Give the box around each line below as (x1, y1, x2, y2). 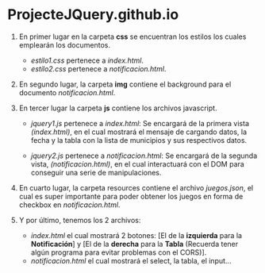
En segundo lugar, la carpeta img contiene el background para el (18, 79, 232, 89)
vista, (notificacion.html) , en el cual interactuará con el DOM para (30, 159, 245, 168)
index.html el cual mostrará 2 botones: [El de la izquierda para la (30, 230, 243, 240)
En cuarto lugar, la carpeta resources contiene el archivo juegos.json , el (18, 183, 254, 192)
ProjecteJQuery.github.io (7, 6, 179, 24)
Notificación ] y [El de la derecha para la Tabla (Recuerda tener (30, 239, 239, 248)
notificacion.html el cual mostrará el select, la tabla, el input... (30, 256, 232, 265)
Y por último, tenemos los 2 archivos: (18, 215, 141, 225)
